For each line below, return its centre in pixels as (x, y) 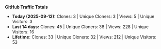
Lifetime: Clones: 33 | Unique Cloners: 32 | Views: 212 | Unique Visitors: (84, 37)
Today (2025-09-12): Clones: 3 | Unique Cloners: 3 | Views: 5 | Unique (83, 16)
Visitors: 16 (23, 32)
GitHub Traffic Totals (26, 7)
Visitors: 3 (22, 22)
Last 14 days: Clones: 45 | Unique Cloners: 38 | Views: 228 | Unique (80, 27)
